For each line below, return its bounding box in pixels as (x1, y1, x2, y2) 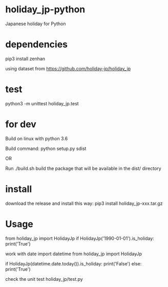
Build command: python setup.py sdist (5, 145, 87, 151)
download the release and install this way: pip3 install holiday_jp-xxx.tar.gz (5, 200, 163, 206)
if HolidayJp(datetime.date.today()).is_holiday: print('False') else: (5, 260, 142, 266)
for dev (5, 119, 37, 130)
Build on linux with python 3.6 (5, 135, 68, 142)
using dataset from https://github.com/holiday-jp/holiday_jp (5, 65, 131, 71)
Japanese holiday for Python (5, 21, 66, 27)
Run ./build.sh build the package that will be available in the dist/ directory (5, 165, 161, 171)
